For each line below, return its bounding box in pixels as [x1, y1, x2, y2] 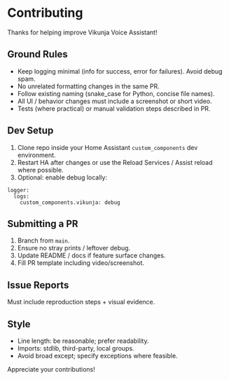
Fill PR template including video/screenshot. [17, 259, 145, 267]
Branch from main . [17, 236, 70, 245]
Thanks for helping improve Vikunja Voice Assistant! [7, 28, 158, 36]
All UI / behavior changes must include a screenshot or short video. [17, 97, 212, 105]
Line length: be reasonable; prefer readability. [17, 337, 149, 345]
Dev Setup [7, 125, 54, 137]
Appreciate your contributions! [7, 365, 96, 373]
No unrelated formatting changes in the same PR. [17, 82, 160, 90]
